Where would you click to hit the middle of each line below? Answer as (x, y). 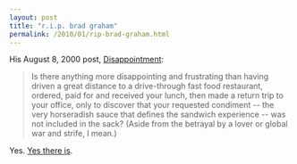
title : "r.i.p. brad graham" (64, 26)
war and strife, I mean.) (74, 134)
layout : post (34, 17)
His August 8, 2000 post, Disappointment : (86, 60)
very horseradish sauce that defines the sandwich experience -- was (158, 115)
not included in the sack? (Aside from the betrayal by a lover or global (159, 124)
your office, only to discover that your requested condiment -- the (153, 105)
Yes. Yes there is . (41, 151)
